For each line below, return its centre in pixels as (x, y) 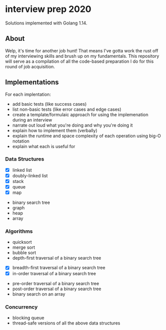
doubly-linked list (30, 175)
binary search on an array (39, 294)
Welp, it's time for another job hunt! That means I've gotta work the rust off (82, 50)
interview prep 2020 (48, 9)
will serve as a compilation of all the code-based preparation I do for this (80, 61)
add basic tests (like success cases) (49, 104)
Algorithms (19, 231)
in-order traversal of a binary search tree (54, 273)
